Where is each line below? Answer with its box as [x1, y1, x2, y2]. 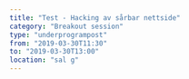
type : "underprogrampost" [9, 30, 107, 39]
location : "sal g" [9, 55, 79, 64]
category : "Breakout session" [9, 22, 124, 31]
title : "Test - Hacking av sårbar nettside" [9, 13, 181, 23]
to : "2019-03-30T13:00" [9, 47, 100, 56]
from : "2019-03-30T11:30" [9, 38, 107, 48]
